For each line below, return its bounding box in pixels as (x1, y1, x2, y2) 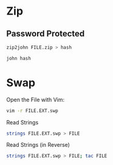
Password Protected (6, 29, 85, 39)
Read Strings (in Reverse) (6, 141, 70, 149)
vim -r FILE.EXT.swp (6, 107, 59, 113)
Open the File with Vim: (6, 96, 65, 103)
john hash (6, 55, 32, 61)
